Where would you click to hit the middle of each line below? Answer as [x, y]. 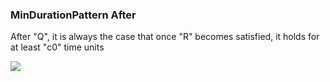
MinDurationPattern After [73, 15]
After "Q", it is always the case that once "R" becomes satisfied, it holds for [165, 37]
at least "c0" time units [57, 47]
